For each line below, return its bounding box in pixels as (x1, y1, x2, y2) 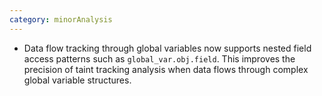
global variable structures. (23, 74, 132, 86)
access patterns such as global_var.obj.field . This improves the (23, 52, 296, 65)
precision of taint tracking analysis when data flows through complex (23, 63, 309, 75)
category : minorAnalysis (9, 14, 113, 25)
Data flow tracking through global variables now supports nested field (23, 42, 312, 54)
